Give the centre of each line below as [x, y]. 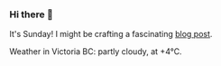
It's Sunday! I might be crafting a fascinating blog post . [111, 34]
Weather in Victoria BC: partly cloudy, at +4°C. [96, 52]
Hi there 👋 [32, 14]
